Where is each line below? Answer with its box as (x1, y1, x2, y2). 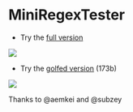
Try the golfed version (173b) (19, 63, 118, 73)
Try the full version (19, 32, 84, 42)
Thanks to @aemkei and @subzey (8, 94, 122, 104)
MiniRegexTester (8, 6, 126, 24)
